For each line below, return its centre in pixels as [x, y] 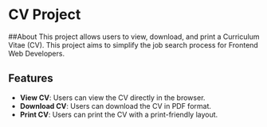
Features [31, 78]
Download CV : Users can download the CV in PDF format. [116, 106]
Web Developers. [37, 53]
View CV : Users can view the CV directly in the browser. [112, 98]
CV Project [45, 15]
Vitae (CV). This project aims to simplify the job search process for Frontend [133, 44]
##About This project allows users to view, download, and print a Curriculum [134, 37]
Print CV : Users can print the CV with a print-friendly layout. [119, 114]
